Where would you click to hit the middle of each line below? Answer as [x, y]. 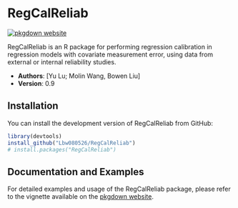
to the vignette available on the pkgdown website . [80, 197]
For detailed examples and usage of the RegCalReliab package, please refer [119, 189]
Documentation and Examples [76, 172]
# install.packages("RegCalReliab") [62, 149]
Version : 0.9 [36, 83]
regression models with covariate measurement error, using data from [110, 54]
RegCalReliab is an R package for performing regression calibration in [110, 46]
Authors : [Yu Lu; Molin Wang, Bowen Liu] [79, 76]
